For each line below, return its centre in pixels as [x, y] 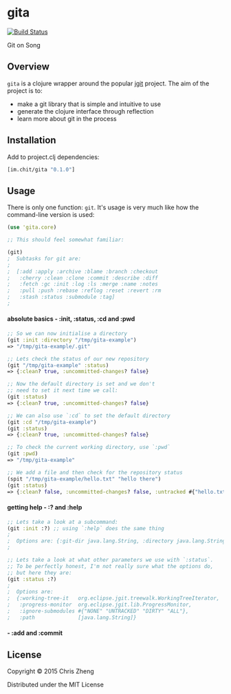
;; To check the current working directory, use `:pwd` [89, 448]
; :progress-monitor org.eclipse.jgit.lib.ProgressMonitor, [100, 605]
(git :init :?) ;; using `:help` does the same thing [86, 528]
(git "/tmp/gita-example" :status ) [58, 365]
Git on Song [24, 45]
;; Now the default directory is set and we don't [81, 384]
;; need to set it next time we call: [63, 390]
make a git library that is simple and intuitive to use [89, 104]
